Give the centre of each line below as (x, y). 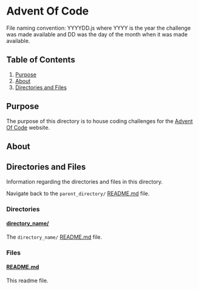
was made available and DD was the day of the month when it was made (97, 34)
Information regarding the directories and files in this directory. (85, 181)
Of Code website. (28, 127)
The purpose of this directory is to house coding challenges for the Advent (99, 121)
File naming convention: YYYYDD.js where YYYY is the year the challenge (99, 28)
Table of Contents (41, 60)
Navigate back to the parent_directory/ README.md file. (78, 193)
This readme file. (27, 281)
